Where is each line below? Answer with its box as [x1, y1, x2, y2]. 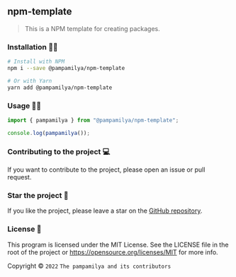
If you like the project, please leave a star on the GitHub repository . [7, 206, 203, 215]
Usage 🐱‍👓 [7, 100, 42, 110]
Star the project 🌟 [7, 190, 69, 200]
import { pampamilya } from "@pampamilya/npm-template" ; [7, 117, 179, 124]
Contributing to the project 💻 [7, 146, 111, 156]
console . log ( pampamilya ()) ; [7, 129, 91, 136]
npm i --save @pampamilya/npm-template [7, 64, 125, 71]
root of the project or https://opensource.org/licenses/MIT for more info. [7, 247, 218, 257]
